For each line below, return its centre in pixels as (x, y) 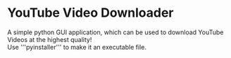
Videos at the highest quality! (50, 39)
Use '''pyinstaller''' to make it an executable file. (77, 47)
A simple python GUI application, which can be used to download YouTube (115, 32)
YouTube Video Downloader (90, 13)
